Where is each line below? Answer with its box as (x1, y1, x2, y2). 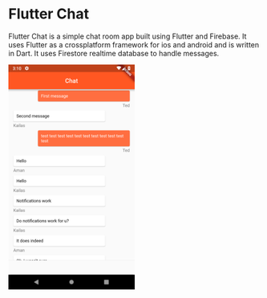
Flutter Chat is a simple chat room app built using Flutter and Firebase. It (8, 31, 247, 41)
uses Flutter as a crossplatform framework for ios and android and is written (8, 39, 260, 49)
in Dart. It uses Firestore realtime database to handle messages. (8, 48, 220, 58)
